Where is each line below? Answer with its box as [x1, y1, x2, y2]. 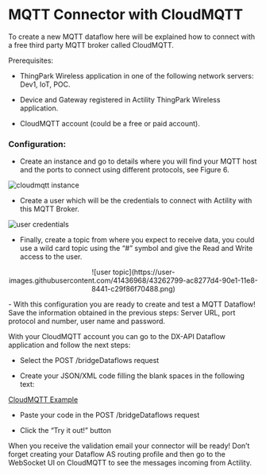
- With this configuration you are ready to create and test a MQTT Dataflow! [8, 299, 256, 309]
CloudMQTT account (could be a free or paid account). [19, 118, 200, 128]
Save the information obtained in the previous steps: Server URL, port [8, 308, 236, 318]
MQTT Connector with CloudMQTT [8, 6, 244, 24]
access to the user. [19, 252, 83, 261]
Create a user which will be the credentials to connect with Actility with [19, 196, 253, 206]
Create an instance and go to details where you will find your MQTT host [19, 156, 257, 166]
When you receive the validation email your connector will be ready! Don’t [8, 441, 250, 450]
